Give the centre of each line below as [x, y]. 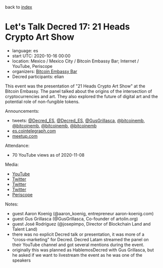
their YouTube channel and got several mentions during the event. [78, 245]
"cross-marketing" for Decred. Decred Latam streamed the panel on [81, 239]
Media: [12, 164]
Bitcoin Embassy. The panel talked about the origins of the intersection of [79, 91]
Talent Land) [25, 229]
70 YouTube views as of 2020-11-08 [48, 155]
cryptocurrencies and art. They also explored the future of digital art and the [81, 96]
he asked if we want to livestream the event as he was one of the [77, 255]
